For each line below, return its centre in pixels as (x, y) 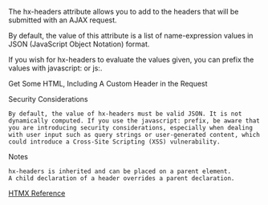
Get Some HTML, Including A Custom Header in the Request (108, 84)
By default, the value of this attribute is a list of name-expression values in (131, 36)
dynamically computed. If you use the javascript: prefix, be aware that (134, 121)
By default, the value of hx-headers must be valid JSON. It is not (125, 114)
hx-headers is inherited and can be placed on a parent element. (120, 171)
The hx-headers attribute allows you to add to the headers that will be (124, 12)
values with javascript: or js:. (55, 68)
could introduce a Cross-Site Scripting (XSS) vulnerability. (114, 142)
